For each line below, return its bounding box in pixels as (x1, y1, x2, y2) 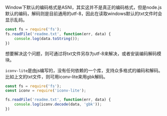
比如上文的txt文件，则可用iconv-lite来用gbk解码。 (5, 73, 108, 79)
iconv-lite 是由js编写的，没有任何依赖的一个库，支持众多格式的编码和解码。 (5, 67, 163, 73)
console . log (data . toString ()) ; (14, 36, 80, 41)
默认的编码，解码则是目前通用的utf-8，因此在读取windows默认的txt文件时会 (5, 10, 162, 16)
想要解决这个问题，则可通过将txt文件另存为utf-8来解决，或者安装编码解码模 (5, 50, 161, 56)
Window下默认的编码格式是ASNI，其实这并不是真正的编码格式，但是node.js (5, 4, 162, 10)
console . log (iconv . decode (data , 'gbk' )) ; (14, 102, 102, 107)
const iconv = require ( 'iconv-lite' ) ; (5, 88, 86, 93)
